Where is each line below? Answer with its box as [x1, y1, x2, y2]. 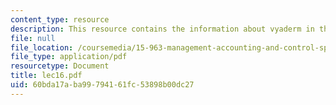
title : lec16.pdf [10, 71, 83, 81]
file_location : [10, 42, 74, 53]
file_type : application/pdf [10, 52, 128, 62]
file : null [10, 33, 56, 43]
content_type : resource [10, 14, 110, 25]
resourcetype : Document [10, 61, 110, 71]
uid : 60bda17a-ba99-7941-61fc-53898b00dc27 [10, 80, 195, 90]
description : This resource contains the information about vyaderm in [10, 24, 315, 34]
